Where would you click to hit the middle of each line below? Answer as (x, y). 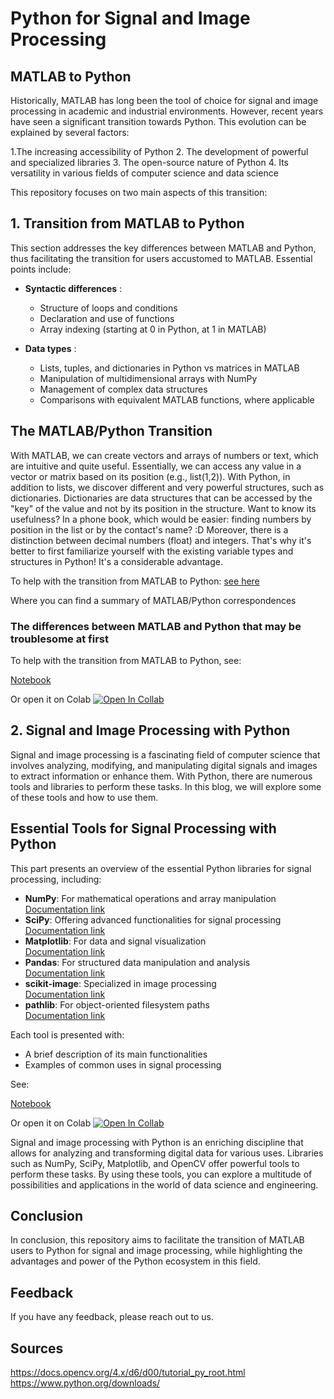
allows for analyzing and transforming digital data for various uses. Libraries (167, 1153)
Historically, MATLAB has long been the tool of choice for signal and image (164, 100)
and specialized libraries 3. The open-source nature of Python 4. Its (149, 162)
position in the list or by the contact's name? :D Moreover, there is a (149, 529)
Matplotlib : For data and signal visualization (115, 941)
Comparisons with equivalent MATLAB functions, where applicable (177, 399)
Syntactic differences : (73, 288)
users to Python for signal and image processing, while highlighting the (156, 1251)
